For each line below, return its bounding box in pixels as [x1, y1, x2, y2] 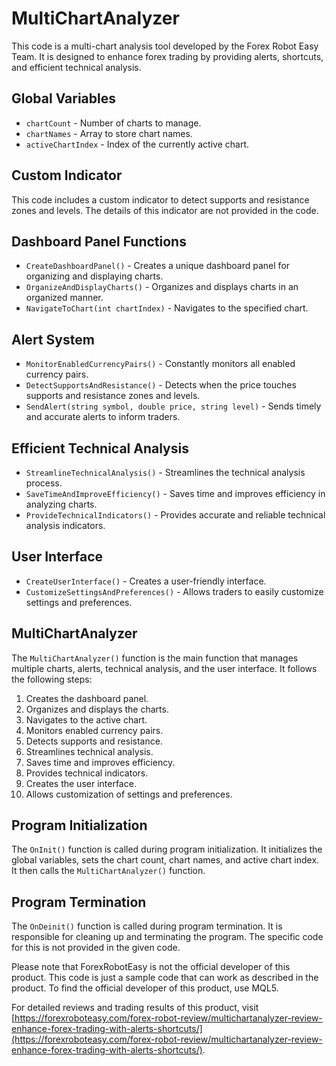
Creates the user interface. [25, 777, 137, 789]
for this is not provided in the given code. [11, 942, 181, 954]
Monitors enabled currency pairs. [25, 724, 164, 736]
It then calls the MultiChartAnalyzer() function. [11, 865, 206, 877]
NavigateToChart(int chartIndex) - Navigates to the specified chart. [25, 302, 309, 314]
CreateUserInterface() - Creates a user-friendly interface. [25, 575, 267, 587]
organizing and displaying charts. [25, 270, 164, 282]
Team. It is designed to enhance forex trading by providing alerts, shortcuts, [11, 50, 324, 62]
